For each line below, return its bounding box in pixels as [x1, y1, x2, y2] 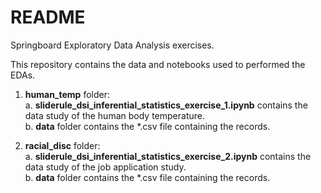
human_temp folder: [24, 88, 110, 100]
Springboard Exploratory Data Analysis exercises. [10, 39, 215, 51]
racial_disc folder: [24, 139, 101, 151]
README [10, 6, 86, 29]
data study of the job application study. [24, 161, 187, 173]
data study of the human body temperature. [24, 109, 205, 121]
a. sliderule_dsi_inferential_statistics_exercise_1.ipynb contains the [24, 99, 308, 111]
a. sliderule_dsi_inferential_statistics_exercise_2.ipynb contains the [24, 150, 312, 162]
